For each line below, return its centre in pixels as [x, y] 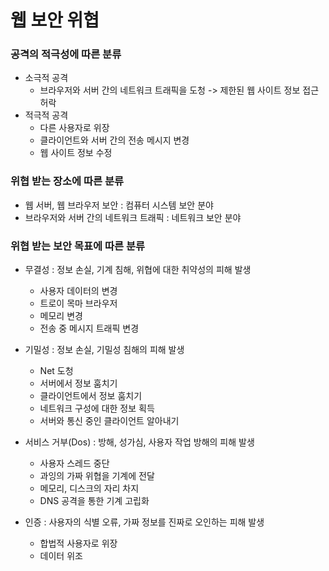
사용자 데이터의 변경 [78, 291]
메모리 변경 [61, 316]
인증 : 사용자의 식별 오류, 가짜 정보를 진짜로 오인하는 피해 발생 [144, 522]
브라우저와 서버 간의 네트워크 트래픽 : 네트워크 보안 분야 [133, 217]
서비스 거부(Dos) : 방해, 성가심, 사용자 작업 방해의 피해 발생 [139, 442]
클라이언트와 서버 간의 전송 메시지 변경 [114, 140]
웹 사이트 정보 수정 [76, 153]
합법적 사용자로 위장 [78, 543]
